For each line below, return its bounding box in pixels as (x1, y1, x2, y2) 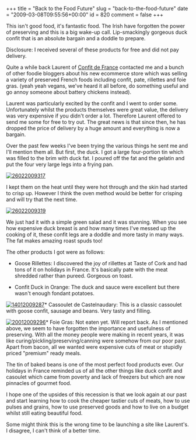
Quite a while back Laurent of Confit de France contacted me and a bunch (6, 64, 184, 71)
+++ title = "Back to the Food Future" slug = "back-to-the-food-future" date (6, 5, 188, 12)
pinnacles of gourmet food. (6, 380, 72, 386)
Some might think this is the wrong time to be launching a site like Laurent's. (6, 421, 189, 428)
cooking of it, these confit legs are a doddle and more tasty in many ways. (6, 231, 184, 238)
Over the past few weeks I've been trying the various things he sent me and (6, 143, 188, 149)
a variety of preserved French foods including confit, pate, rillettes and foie (6, 76, 187, 83)
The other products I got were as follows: (6, 248, 105, 255)
